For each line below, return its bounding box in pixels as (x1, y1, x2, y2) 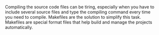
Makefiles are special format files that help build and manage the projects (5, 19, 152, 25)
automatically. (5, 24, 33, 30)
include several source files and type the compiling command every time (5, 9, 151, 15)
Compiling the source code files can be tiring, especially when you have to (5, 4, 155, 10)
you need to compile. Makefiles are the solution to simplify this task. (5, 14, 141, 20)
